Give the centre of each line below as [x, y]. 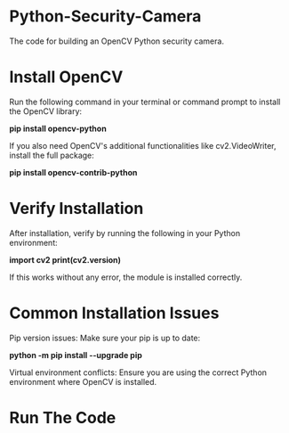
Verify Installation [76, 209]
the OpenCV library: [46, 111]
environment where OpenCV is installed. [83, 381]
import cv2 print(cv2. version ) [65, 259]
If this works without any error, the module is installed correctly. [126, 277]
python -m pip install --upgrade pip [76, 355]
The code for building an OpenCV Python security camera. [117, 41]
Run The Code [63, 417]
